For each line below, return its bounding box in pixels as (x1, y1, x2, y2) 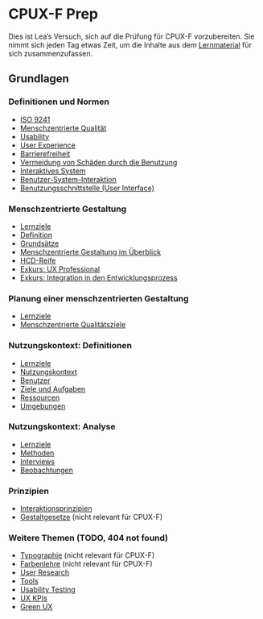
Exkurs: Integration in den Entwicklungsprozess (19, 272, 179, 282)
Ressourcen (19, 393, 60, 402)
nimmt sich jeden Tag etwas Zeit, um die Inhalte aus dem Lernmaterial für (8, 39, 252, 49)
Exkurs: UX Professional (19, 264, 101, 274)
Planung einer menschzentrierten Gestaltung (8, 293, 189, 304)
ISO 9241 (19, 114, 51, 124)
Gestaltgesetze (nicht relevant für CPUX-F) (19, 513, 163, 522)
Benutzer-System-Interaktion (19, 174, 117, 184)
